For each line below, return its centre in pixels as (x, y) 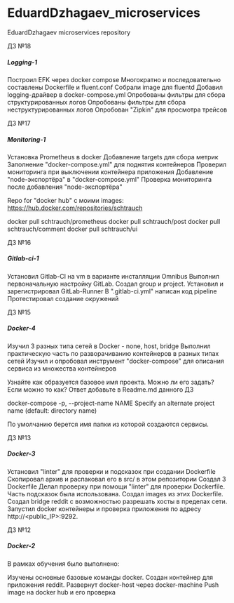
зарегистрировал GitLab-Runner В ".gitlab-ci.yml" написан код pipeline (112, 291)
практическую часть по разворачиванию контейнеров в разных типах (113, 353)
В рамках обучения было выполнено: (63, 564)
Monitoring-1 (27, 139)
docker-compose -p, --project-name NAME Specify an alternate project (111, 403)
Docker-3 (21, 453)
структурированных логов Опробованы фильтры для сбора (97, 102)
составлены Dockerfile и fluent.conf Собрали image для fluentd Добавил (115, 87)
